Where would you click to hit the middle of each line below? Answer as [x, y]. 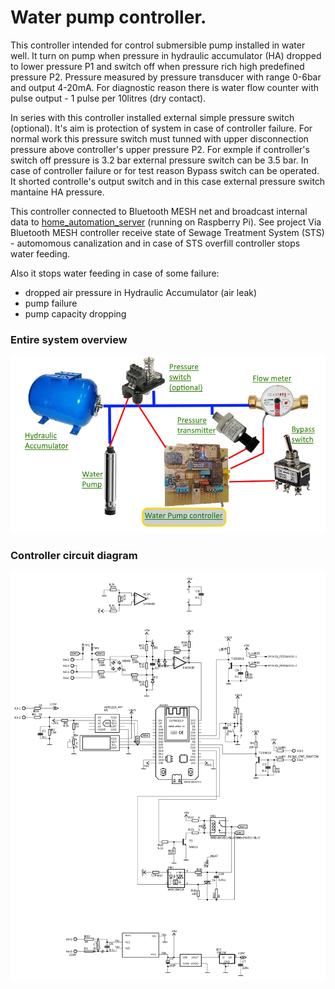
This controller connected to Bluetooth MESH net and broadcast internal [159, 211]
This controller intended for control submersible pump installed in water [158, 45]
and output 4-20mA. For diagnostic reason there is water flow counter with [164, 87]
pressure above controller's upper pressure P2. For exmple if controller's [160, 149]
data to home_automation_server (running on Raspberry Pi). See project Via [166, 222]
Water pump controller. [108, 17]
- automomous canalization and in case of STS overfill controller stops [155, 243]
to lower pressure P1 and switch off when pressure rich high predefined [157, 66]
